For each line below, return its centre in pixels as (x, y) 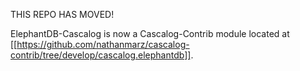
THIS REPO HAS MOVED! (62, 14)
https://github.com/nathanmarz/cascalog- (103, 44)
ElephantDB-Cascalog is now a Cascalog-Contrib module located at (150, 33)
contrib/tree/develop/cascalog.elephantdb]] (101, 55)
